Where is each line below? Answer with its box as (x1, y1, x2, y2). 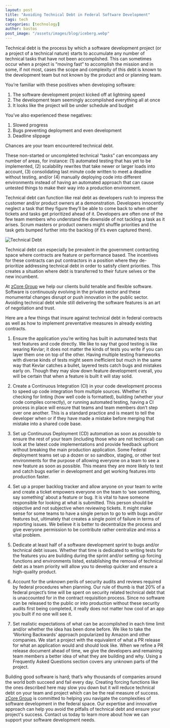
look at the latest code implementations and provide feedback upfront (12, 441, 158, 447)
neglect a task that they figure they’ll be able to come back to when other (5, 205, 158, 211)
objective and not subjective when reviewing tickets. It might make (12, 505, 152, 511)
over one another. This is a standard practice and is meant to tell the (12, 410, 155, 416)
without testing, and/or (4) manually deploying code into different (5, 174, 142, 180)
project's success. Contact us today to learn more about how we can (5, 711, 149, 717)
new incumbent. (5, 273, 39, 280)
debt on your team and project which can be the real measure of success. (5, 690, 159, 696)
